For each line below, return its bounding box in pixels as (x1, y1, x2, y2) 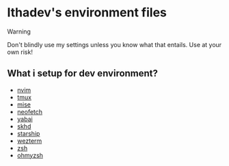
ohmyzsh (16, 151, 43, 159)
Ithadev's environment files (7, 5, 167, 20)
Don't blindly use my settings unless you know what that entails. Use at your (7, 40, 222, 49)
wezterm (16, 137, 42, 145)
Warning (7, 27, 31, 36)
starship (16, 129, 40, 137)
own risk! (7, 48, 33, 56)
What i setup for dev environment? (7, 68, 159, 79)
